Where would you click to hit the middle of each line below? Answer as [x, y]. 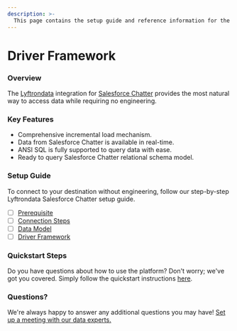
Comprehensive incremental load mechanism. [85, 135]
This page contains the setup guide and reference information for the [122, 21]
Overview [24, 77]
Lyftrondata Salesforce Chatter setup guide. [71, 199]
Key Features [31, 119]
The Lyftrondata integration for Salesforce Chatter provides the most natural [118, 93]
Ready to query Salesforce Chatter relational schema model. [106, 158]
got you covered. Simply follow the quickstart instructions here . [100, 278]
